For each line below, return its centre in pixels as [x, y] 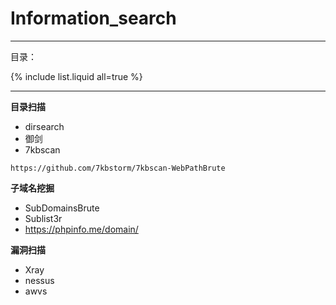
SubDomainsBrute [62, 208]
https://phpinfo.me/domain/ [81, 229]
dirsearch [44, 126]
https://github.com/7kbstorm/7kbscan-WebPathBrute [118, 168]
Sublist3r [43, 218]
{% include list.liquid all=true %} [76, 76]
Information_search [93, 18]
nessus [39, 280]
